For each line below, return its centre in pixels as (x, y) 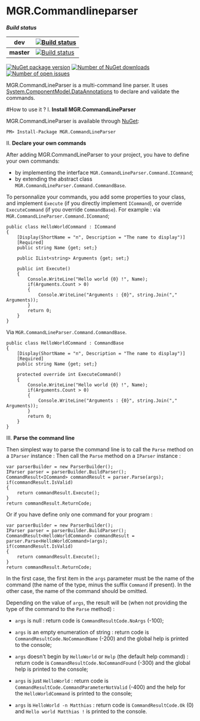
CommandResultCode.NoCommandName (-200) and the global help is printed (101, 638)
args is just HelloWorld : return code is (61, 680)
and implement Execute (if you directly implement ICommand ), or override (94, 203)
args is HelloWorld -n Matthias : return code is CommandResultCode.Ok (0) (104, 705)
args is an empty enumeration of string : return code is (82, 632)
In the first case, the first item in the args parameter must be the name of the (100, 578)
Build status (21, 28)
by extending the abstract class (53, 179)
